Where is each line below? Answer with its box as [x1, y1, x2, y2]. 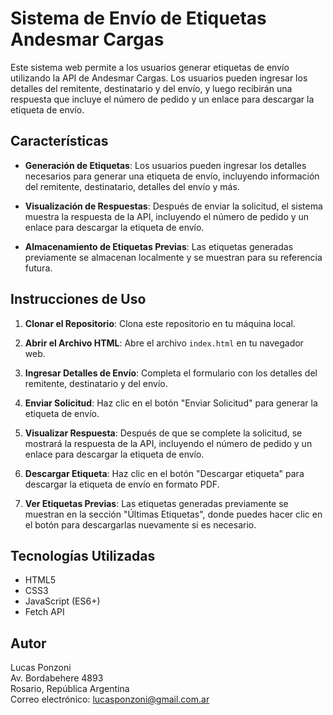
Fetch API [24, 606, 65, 618]
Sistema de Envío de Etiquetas [10, 7, 267, 30]
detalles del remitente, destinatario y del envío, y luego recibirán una [10, 82, 293, 94]
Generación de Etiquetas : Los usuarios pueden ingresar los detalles [24, 159, 307, 171]
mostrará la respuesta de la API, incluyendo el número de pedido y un [24, 437, 313, 449]
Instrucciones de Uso [10, 291, 147, 308]
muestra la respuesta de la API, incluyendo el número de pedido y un [24, 210, 310, 222]
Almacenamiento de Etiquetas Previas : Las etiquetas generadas [24, 240, 294, 252]
